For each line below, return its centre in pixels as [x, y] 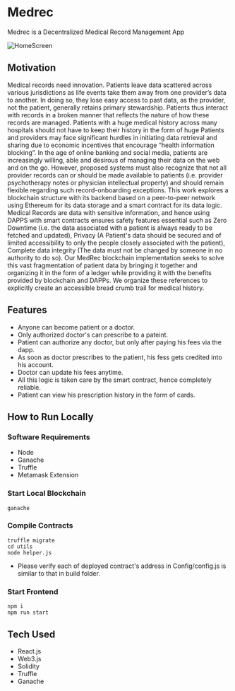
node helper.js [30, 552]
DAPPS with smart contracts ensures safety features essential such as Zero [117, 220]
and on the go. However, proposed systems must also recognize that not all [117, 168]
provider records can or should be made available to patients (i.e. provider [115, 175]
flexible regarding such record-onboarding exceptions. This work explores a [118, 190]
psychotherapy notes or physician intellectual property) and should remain [116, 182]
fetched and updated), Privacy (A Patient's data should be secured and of [115, 235]
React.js [29, 651]
